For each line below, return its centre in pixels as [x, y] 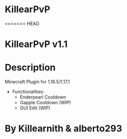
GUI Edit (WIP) [35, 108]
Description [30, 68]
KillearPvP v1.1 [36, 44]
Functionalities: [28, 92]
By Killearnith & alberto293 [63, 129]
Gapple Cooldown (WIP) [45, 103]
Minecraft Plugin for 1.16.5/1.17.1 [37, 82]
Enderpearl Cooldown [43, 97]
